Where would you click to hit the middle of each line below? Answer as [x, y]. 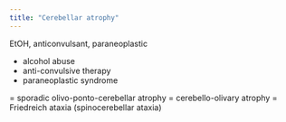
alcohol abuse [48, 61]
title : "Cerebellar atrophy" [64, 18]
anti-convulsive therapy [67, 70]
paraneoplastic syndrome [70, 80]
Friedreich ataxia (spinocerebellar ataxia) [86, 107]
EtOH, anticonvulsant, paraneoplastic [78, 43]
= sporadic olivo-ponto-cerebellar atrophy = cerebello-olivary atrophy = [143, 98]
